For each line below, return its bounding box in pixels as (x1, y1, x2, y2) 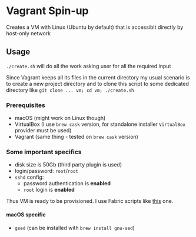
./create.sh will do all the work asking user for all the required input (6, 62, 171, 69)
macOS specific (6, 211, 46, 218)
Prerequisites (6, 101, 45, 109)
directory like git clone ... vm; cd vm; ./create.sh (6, 86, 134, 94)
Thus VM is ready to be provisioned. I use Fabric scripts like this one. (6, 198, 174, 205)
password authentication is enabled (23, 180, 111, 187)
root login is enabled (23, 186, 75, 193)
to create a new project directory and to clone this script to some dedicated (6, 80, 190, 87)
